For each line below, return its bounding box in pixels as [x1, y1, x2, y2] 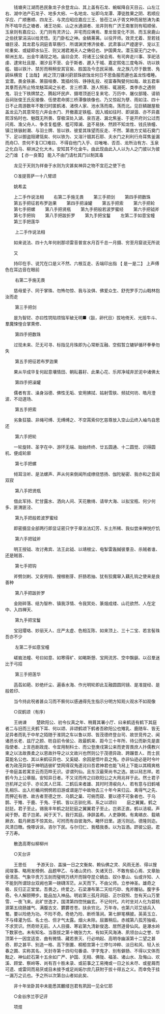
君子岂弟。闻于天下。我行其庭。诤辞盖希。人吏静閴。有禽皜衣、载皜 [22, 812, 160, 817]
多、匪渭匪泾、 [5, 505, 35, 510]
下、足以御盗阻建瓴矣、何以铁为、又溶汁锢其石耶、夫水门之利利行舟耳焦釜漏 [5, 134, 160, 139]
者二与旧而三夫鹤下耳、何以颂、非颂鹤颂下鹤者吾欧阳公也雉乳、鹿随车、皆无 [5, 726, 160, 731]
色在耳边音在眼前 [5, 267, 40, 272]
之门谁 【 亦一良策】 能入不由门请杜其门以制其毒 [5, 152, 104, 158]
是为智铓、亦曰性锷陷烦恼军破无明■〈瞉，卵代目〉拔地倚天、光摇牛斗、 [13, 315, 160, 320]
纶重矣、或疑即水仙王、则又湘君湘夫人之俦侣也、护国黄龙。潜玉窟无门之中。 [5, 47, 160, 53]
